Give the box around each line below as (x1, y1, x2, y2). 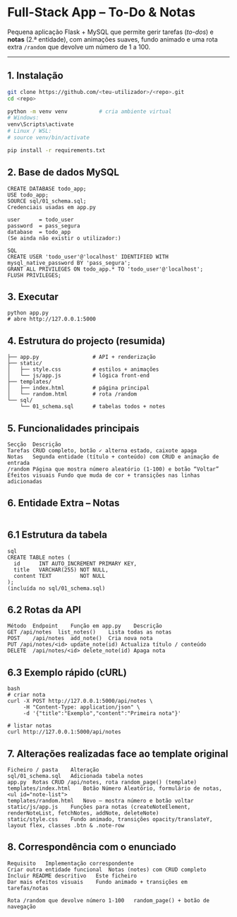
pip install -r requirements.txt (7, 146, 106, 154)
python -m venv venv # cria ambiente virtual (7, 107, 172, 115)
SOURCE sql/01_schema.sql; (7, 197, 87, 205)
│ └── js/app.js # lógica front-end (7, 372, 150, 379)
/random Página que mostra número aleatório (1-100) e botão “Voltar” (7, 466, 219, 473)
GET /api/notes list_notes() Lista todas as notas (7, 629, 172, 636)
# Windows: (7, 114, 39, 122)
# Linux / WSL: (7, 128, 52, 135)
